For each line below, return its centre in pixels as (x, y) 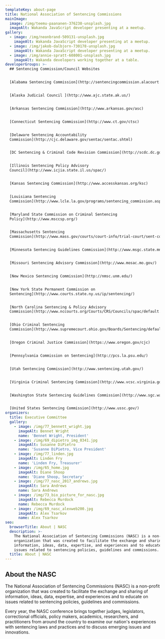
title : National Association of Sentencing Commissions (63, 14)
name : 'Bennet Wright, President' (54, 436)
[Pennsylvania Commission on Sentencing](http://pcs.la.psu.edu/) (79, 356)
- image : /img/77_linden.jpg (44, 454)
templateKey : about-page (30, 10)
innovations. (17, 632)
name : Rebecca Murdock (41, 504)
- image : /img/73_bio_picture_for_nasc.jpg (59, 495)
